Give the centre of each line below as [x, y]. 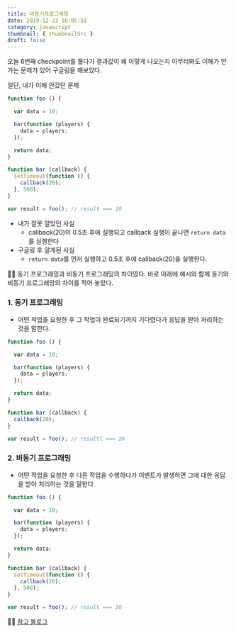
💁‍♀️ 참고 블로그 [28, 622]
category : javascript [39, 27]
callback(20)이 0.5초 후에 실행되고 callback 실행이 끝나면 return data [127, 232]
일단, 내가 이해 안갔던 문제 [43, 85]
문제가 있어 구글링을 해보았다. [61, 70]
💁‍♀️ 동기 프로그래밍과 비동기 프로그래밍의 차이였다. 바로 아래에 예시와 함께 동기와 [118, 274]
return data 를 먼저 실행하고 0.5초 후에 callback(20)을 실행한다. [118, 259]
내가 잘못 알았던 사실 [46, 223]
